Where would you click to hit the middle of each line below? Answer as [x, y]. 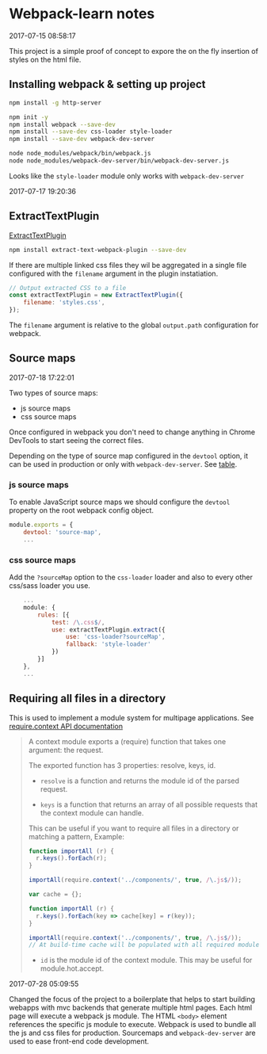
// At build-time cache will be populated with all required [132, 945]
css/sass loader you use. [50, 586]
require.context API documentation [66, 726]
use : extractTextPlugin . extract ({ [108, 630]
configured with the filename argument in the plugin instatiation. [114, 273]
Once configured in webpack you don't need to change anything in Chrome [132, 432]
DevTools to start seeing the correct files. [76, 440]
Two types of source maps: [53, 392]
